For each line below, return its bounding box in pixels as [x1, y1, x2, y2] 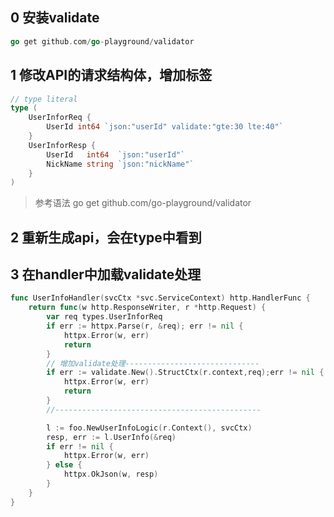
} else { [46, 460, 83, 470]
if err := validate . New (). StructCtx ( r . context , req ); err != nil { [46, 368, 325, 378]
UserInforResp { [28, 140, 97, 150]
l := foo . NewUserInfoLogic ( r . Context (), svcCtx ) [46, 423, 253, 433]
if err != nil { [46, 441, 114, 452]
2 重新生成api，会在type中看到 [10, 229, 202, 246]
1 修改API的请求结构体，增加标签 [10, 67, 213, 84]
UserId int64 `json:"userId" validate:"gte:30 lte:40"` [46, 122, 284, 132]
